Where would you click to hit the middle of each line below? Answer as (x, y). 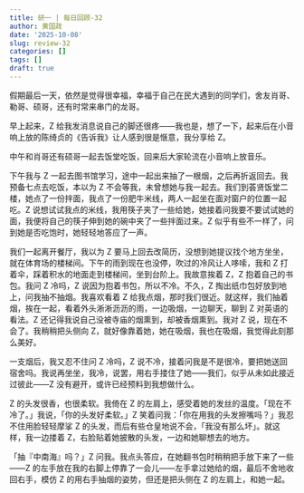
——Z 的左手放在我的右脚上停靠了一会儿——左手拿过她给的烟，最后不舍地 (148, 468)
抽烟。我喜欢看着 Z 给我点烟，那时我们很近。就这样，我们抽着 (172, 296)
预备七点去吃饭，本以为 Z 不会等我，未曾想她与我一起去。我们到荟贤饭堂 (145, 187)
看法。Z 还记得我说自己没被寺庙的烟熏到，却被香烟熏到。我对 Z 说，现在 (145, 319)
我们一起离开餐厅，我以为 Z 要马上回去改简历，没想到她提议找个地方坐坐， (149, 251)
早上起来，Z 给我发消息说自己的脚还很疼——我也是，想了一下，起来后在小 (148, 126)
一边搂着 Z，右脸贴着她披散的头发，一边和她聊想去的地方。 (144, 437)
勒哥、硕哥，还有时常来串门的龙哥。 (77, 106)
